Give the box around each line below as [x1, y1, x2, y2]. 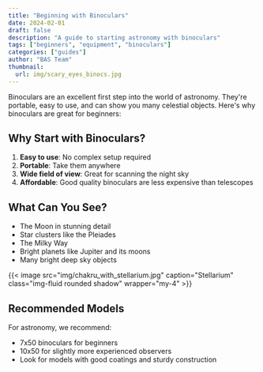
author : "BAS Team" [8, 56, 73, 64]
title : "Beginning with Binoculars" [8, 11, 129, 20]
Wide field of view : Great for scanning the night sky [19, 169, 190, 178]
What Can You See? [8, 201, 107, 214]
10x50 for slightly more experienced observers [19, 347, 172, 356]
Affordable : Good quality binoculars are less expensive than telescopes [19, 178, 254, 187]
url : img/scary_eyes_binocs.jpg [15, 70, 122, 78]
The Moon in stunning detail [19, 222, 111, 231]
